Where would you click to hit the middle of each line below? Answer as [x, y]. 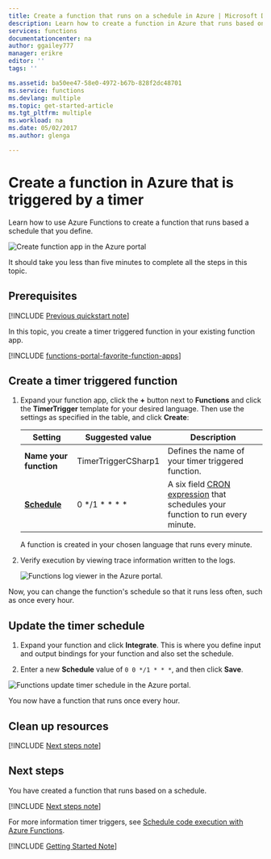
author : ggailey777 [41, 46]
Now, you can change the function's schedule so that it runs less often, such [135, 592]
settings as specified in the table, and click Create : [104, 418]
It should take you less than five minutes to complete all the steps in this [128, 262]
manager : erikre [35, 53]
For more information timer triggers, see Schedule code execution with [126, 822]
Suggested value [118, 437]
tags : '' [23, 69]
